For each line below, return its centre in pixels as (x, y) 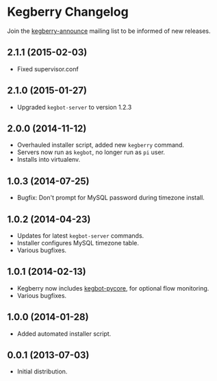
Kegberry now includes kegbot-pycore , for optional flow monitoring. (113, 288)
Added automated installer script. (64, 334)
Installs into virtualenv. (49, 160)
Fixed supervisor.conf (48, 69)
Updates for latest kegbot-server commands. (80, 236)
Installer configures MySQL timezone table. (78, 243)
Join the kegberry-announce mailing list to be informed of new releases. (109, 31)
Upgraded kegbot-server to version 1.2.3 (74, 107)
